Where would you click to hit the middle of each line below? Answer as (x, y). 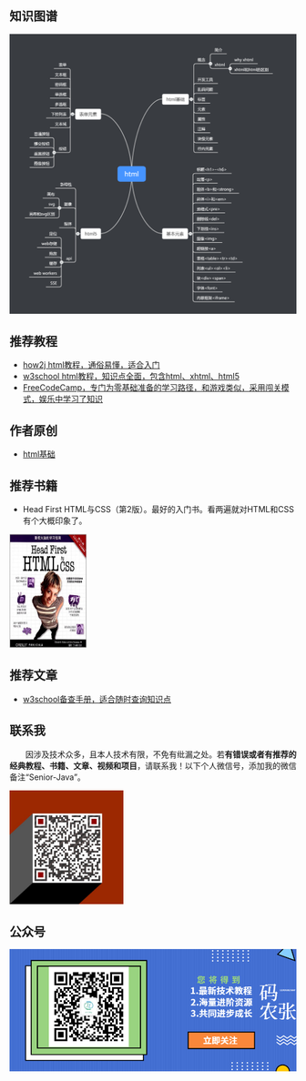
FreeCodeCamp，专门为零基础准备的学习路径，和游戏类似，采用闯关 (152, 388)
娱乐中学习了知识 (71, 399)
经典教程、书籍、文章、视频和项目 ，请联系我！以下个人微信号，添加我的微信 (153, 765)
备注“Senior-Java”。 (48, 777)
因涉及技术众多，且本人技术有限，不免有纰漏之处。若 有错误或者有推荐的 (161, 754)
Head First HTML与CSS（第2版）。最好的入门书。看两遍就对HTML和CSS (158, 509)
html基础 (39, 454)
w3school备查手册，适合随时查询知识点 (97, 699)
